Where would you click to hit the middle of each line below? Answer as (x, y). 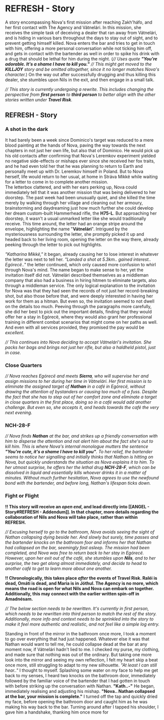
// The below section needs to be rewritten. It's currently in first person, (77, 608)
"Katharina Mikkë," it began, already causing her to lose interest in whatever (82, 254)
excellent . (15, 332)
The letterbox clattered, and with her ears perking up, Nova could (71, 187)
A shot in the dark (26, 129)
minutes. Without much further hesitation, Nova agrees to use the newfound (82, 478)
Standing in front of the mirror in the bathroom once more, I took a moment (81, 633)
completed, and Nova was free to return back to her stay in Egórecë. (75, 553)
